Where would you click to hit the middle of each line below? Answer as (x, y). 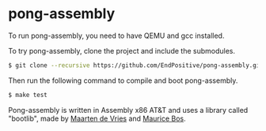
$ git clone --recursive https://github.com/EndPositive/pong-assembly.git (136, 65)
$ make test (28, 95)
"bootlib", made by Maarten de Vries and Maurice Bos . (97, 118)
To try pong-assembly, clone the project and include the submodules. (122, 51)
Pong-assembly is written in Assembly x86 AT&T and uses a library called (128, 110)
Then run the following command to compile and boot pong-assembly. (123, 80)
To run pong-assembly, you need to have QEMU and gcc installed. (116, 36)
